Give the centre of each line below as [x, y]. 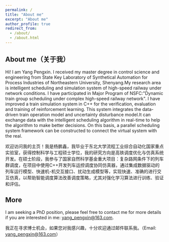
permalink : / [19, 10]
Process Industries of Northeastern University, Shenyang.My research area [83, 82]
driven [12, 114]
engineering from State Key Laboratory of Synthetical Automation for [76, 77]
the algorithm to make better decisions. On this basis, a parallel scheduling [82, 125]
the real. [14, 136]
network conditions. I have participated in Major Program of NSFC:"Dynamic [84, 93]
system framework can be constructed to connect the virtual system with [81, 131]
